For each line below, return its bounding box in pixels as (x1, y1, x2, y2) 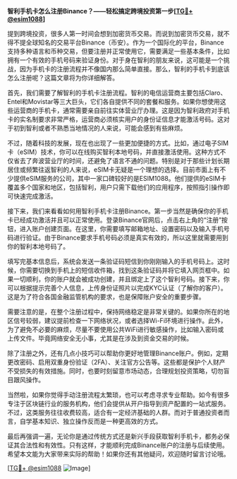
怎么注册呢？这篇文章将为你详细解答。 (7, 73, 119, 82)
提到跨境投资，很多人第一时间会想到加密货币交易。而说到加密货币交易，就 (7, 30, 224, 37)
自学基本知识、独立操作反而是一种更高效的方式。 (19, 417, 162, 425)
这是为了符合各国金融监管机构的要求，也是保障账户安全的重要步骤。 (7, 292, 205, 301)
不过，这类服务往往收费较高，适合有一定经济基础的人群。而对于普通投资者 (7, 408, 224, 416)
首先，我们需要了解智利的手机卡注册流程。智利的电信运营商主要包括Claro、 (7, 88, 227, 97)
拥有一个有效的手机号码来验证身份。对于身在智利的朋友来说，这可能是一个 (7, 56, 224, 64)
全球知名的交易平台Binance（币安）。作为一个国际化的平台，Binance (25, 38, 224, 47)
